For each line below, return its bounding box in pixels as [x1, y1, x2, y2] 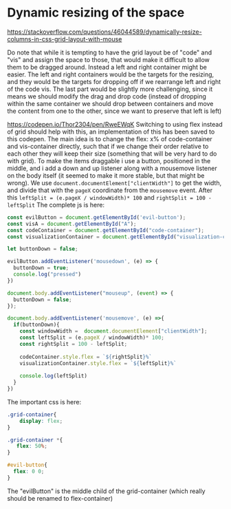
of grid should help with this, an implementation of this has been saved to [7, 127, 215, 136]
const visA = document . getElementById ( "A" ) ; [7, 220, 137, 227]
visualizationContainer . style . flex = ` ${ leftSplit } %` [19, 360, 177, 366]
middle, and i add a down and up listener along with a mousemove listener [7, 164, 218, 172]
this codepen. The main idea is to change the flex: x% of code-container [7, 134, 213, 143]
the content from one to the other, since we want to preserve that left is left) [7, 107, 222, 115]
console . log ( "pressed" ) [13, 271, 81, 278]
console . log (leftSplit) [19, 373, 88, 380]
